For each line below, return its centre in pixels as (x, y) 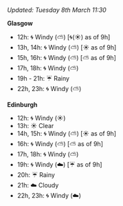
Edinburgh (22, 105)
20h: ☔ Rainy (36, 175)
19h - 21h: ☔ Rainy (43, 78)
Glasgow (20, 23)
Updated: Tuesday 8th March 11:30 (57, 10)
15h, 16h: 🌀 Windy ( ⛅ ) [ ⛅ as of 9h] (67, 58)
